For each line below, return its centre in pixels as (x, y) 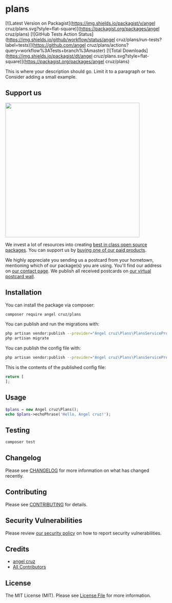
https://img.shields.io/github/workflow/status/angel (61, 40)
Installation (24, 293)
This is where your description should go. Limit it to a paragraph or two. (81, 71)
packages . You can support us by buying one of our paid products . (76, 250)
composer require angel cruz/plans (43, 314)
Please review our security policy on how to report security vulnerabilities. (83, 533)
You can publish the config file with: (43, 348)
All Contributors (29, 567)
